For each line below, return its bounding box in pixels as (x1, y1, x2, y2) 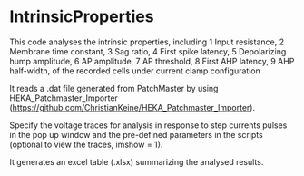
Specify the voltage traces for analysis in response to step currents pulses (9, 120, 288, 131)
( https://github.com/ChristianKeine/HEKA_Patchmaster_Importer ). (9, 102, 256, 112)
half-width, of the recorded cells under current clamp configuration (9, 65, 260, 76)
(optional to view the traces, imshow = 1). (9, 139, 163, 150)
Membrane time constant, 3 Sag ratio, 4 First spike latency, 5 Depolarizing (9, 45, 287, 56)
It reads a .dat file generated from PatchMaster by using (9, 83, 219, 93)
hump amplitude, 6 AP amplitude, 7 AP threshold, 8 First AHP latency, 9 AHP (9, 55, 295, 66)
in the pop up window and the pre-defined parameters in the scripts (9, 129, 263, 140)
